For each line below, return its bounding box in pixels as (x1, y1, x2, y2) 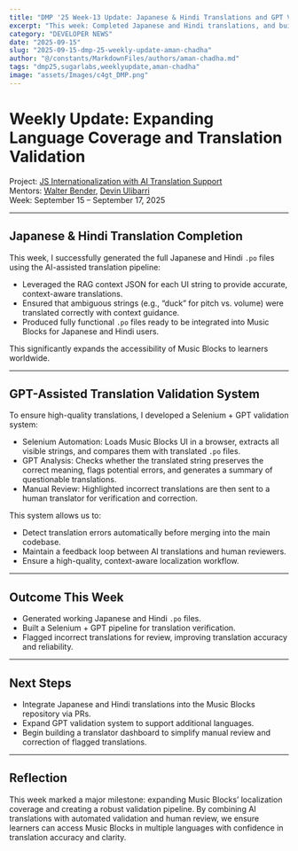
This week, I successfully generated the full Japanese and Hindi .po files (9, 252, 275, 262)
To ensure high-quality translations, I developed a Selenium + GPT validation (9, 410, 289, 421)
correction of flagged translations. (21, 737, 147, 747)
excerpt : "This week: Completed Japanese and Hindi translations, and (9, 21, 276, 30)
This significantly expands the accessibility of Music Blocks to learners (9, 343, 269, 354)
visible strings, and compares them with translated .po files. (21, 446, 241, 457)
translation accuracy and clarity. (9, 831, 127, 842)
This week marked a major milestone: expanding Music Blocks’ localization (9, 794, 283, 805)
